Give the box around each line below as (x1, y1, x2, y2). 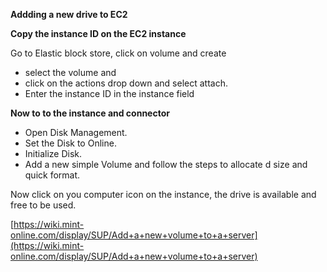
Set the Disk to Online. (24, 137, 117, 149)
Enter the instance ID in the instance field (24, 88, 195, 99)
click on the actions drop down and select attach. (24, 77, 228, 89)
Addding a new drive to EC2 (10, 9, 128, 20)
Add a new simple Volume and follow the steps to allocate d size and (24, 159, 308, 170)
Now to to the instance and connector (10, 107, 170, 119)
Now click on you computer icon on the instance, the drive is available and (10, 189, 317, 200)
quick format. (24, 169, 81, 181)
